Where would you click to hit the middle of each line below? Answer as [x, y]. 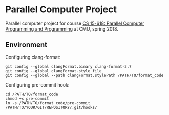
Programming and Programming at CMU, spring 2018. [62, 28]
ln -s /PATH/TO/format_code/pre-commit [48, 103]
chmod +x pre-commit [27, 98]
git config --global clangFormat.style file [54, 71]
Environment [26, 45]
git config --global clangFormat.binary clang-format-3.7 [68, 66]
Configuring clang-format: [33, 57]
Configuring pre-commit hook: [37, 84]
